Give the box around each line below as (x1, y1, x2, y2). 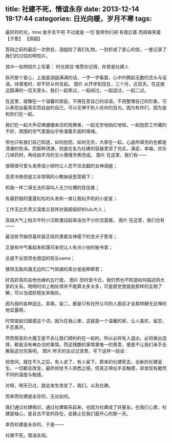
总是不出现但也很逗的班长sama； (5, 255, 75, 261)
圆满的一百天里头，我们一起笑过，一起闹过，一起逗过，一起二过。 (9, 87, 149, 93)
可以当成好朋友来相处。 (14, 290, 64, 296)
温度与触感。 (18, 371, 46, 378)
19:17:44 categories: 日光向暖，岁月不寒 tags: (5, 14, 153, 23)
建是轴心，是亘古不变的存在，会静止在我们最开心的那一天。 (5, 410, 131, 416)
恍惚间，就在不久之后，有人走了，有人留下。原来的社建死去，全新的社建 (5, 359, 158, 365)
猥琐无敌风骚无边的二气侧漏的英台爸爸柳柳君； (5, 265, 104, 272)
